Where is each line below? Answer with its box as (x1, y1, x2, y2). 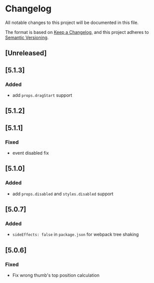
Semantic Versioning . (5, 34, 49, 40)
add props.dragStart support (12, 92, 73, 98)
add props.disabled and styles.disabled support (12, 191, 114, 197)
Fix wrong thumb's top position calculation (12, 273, 100, 279)
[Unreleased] (5, 49, 47, 57)
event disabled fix (12, 150, 49, 156)
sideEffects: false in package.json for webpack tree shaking (12, 232, 139, 238)
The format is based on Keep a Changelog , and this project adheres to (5, 29, 149, 35)
